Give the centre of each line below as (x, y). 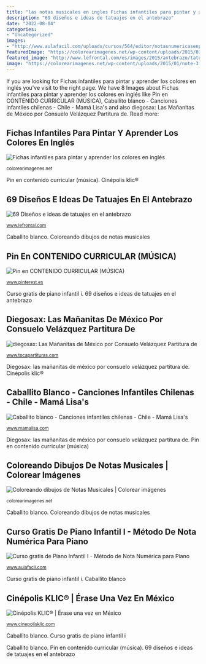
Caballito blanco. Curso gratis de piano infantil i (66, 636)
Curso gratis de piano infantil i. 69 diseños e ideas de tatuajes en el (91, 293)
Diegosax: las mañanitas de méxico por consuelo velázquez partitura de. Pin (103, 440)
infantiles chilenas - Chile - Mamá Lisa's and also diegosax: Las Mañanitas (100, 107)
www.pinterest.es (25, 282)
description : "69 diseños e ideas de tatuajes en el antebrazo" (90, 18)
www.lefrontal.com (26, 226)
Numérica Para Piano (48, 541)
